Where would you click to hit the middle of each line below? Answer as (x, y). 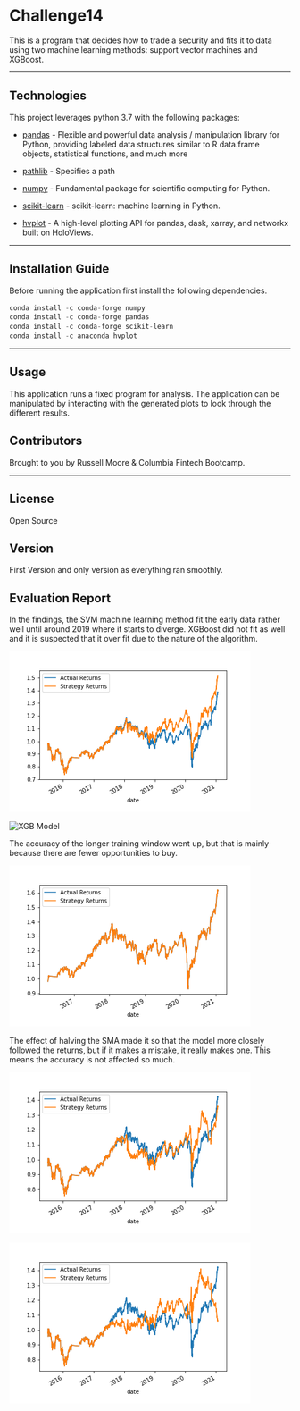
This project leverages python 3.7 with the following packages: (125, 117)
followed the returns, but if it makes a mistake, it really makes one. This (140, 1050)
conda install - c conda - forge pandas (79, 317)
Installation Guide (59, 269)
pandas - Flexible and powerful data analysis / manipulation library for (151, 134)
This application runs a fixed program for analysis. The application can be (145, 393)
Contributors (46, 441)
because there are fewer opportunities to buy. (94, 853)
